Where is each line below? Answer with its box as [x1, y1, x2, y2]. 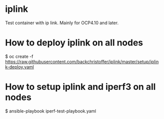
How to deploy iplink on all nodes [5, 37, 143, 48]
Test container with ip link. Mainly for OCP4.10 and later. [5, 20, 119, 26]
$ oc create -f [5, 53, 34, 59]
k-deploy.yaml [5, 64, 34, 70]
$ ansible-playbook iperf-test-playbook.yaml [5, 108, 96, 114]
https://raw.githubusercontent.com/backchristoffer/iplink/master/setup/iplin [5, 58, 159, 65]
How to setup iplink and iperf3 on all [5, 81, 156, 92]
